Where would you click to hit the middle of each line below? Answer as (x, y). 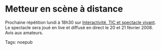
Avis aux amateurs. (24, 33)
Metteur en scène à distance (64, 9)
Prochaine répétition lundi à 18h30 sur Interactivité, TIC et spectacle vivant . (80, 22)
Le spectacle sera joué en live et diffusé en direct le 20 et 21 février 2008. (79, 27)
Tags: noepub (19, 42)
